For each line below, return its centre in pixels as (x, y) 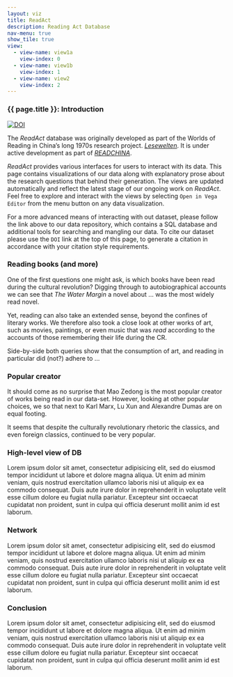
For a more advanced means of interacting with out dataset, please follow (113, 217)
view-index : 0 (40, 59)
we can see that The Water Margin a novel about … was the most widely (111, 294)
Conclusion (27, 608)
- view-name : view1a (43, 53)
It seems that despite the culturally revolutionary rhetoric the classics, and (113, 427)
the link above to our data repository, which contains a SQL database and (112, 224)
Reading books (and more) (53, 264)
